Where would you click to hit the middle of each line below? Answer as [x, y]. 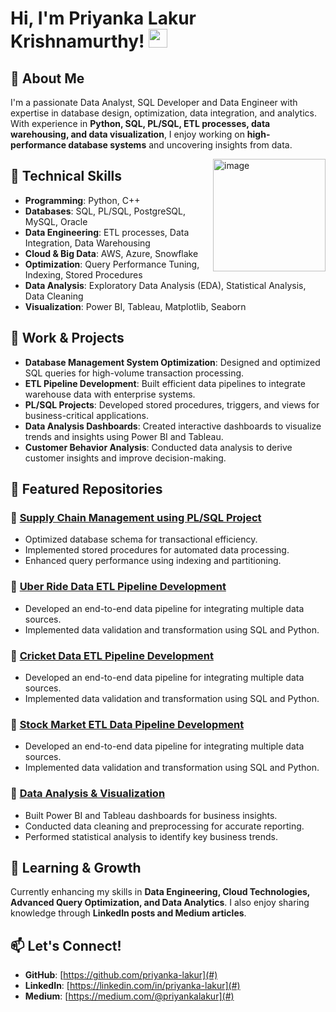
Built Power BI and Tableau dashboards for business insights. [151, 815]
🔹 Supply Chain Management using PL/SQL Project [136, 517]
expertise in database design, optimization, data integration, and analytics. [163, 113]
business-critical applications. [87, 415]
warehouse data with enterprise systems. [110, 394]
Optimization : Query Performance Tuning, [112, 264]
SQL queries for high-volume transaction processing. [134, 373]
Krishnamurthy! [77, 41]
